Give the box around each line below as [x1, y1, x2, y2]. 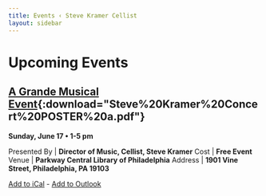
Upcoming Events [8, 53, 129, 72]
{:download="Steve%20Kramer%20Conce [37, 97, 258, 112]
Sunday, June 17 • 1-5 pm [8, 131, 93, 140]
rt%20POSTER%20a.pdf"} [8, 110, 145, 123]
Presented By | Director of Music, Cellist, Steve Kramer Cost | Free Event [8, 147, 253, 156]
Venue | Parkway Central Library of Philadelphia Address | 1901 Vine [8, 155, 238, 164]
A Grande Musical [8, 85, 100, 99]
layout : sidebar [8, 19, 62, 27]
